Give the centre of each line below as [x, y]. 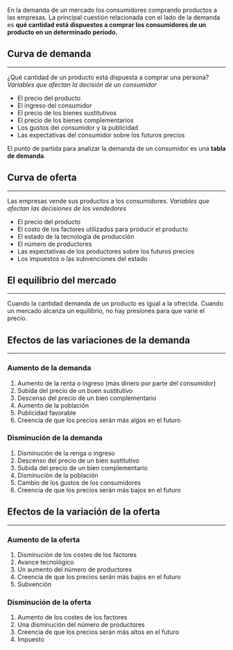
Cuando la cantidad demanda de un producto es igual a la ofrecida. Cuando [115, 303]
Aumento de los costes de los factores [72, 617]
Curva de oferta [42, 177]
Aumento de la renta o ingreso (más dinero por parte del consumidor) [116, 383]
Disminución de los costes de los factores [77, 554]
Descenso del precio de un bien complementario [87, 398]
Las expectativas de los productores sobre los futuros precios [106, 251]
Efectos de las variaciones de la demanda [99, 340]
